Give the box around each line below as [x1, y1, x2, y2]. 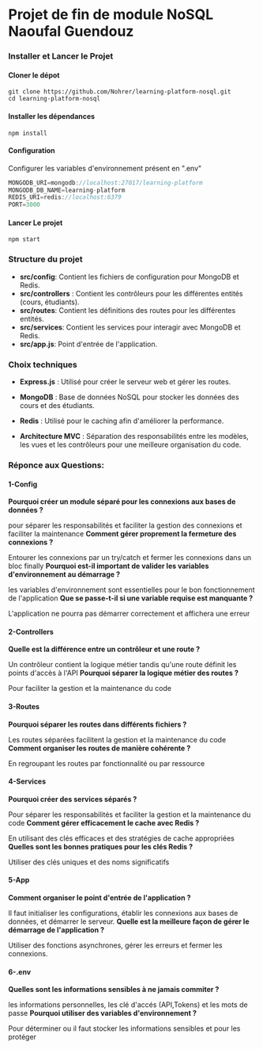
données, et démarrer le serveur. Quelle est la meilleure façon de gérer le [8, 917, 250, 926]
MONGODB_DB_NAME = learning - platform [8, 186, 126, 194]
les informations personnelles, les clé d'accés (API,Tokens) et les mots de [8, 1000, 248, 1009]
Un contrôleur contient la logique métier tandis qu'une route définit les [8, 660, 237, 669]
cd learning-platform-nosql [8, 95, 101, 103]
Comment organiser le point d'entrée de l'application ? [8, 893, 191, 902]
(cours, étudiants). [19, 297, 81, 307]
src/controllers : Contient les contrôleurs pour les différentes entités [19, 288, 243, 298]
